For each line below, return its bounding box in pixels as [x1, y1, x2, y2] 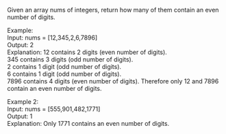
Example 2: [7, 98, 39, 105]
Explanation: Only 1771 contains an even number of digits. [7, 120, 170, 127]
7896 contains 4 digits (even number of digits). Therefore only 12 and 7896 [7, 77, 219, 85]
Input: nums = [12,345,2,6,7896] [7, 33, 98, 42]
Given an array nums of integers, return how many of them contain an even [7, 6, 219, 14]
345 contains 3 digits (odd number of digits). [7, 55, 134, 64]
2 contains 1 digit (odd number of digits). [7, 63, 122, 70]
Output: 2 [7, 41, 34, 49]
